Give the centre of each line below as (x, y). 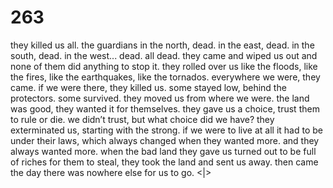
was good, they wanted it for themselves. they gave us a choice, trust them (165, 108)
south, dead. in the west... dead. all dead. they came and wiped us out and (164, 55)
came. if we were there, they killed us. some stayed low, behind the (148, 87)
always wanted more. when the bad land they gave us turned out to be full (163, 151)
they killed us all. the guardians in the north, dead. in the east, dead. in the (162, 45)
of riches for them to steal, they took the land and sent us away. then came (164, 162)
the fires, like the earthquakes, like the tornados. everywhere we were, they (165, 77)
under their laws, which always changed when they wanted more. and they (165, 140)
